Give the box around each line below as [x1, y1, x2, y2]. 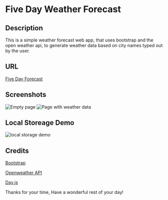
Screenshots [5, 90, 47, 99]
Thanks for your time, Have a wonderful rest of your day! [5, 189, 124, 195]
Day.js [5, 179, 18, 185]
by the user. [5, 48, 30, 54]
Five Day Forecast [5, 76, 43, 82]
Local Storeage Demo [5, 119, 74, 127]
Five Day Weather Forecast [5, 4, 121, 15]
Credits [5, 146, 29, 155]
